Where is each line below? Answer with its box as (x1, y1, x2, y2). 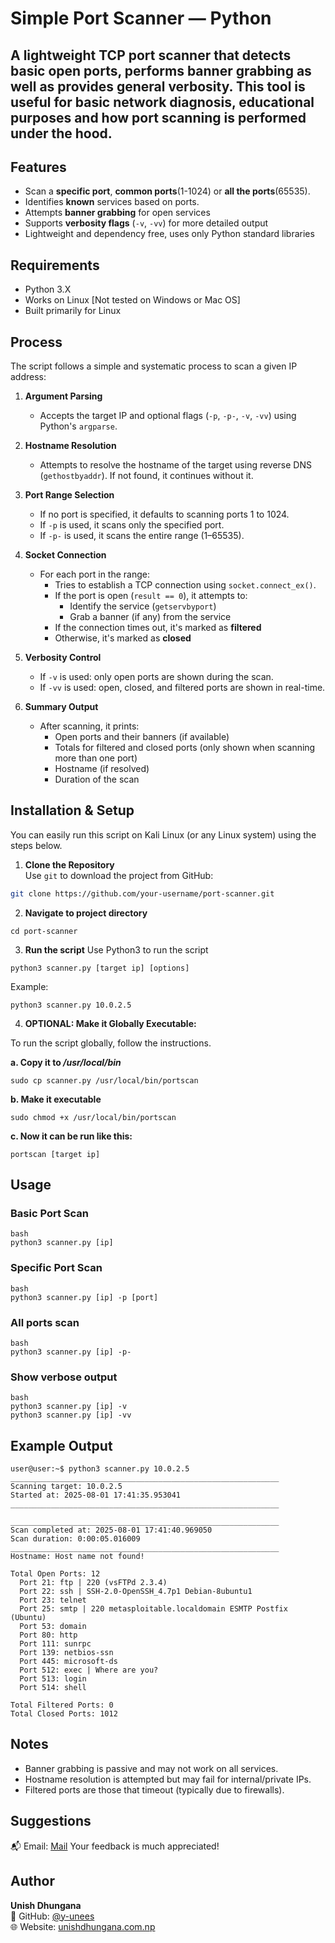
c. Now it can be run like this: (10, 1130, 133, 1142)
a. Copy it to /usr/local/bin (10, 1056, 122, 1068)
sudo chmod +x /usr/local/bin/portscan (10, 1112, 177, 1122)
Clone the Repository (24, 858, 115, 871)
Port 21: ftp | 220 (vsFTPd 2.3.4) (19, 1578, 168, 1588)
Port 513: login (19, 1674, 87, 1684)
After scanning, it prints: (39, 720, 140, 732)
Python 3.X (24, 283, 72, 296)
